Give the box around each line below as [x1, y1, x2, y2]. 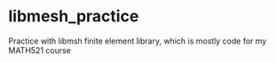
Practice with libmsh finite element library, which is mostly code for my [8, 35, 267, 46]
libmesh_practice [8, 6, 139, 27]
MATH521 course [8, 44, 72, 55]
